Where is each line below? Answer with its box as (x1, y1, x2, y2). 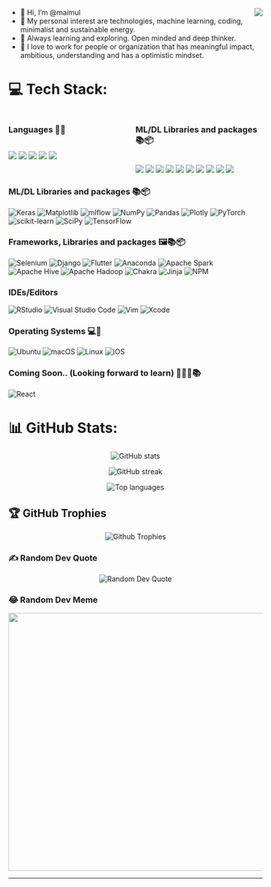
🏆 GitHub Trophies (8, 506, 107, 520)
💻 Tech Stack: (8, 81, 108, 98)
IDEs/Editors (8, 286, 59, 298)
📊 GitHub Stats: (8, 419, 119, 437)
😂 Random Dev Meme (8, 593, 98, 605)
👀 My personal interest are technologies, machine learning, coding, (19, 16, 244, 26)
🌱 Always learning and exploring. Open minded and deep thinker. (19, 33, 236, 43)
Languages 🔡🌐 (8, 123, 66, 135)
